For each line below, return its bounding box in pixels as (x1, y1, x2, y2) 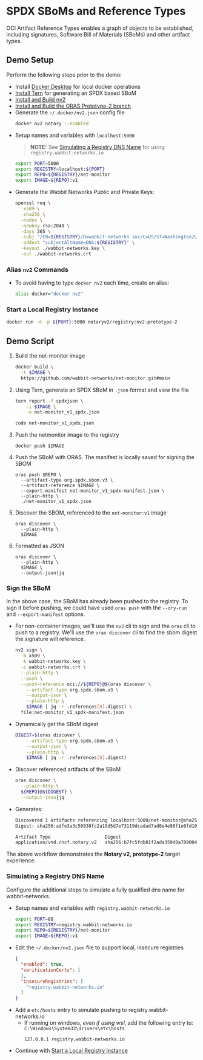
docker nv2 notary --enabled (15, 120, 89, 126)
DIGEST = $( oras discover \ (15, 732, 81, 738)
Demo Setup (6, 55, 54, 65)
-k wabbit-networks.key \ (21, 659, 86, 665)
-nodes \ (21, 217, 43, 223)
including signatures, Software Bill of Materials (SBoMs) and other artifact (6, 30, 190, 38)
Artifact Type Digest (15, 834, 121, 840)
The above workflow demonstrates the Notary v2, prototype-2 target (6, 850, 181, 858)
